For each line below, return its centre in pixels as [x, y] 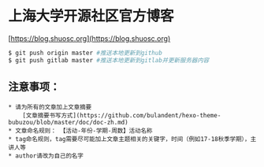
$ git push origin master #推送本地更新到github [86, 53]
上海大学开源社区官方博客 [91, 16]
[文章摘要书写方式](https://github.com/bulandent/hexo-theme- [122, 115]
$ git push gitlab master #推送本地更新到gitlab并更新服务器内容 [109, 60]
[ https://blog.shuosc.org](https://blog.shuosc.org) [89, 38]
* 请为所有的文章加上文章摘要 [50, 107]
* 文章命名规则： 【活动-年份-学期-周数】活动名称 [80, 131]
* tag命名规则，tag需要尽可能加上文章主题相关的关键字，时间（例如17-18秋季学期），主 [132, 139]
